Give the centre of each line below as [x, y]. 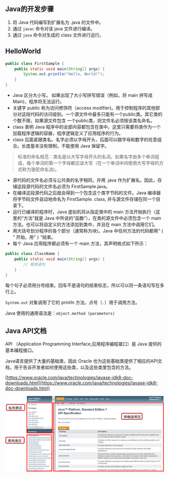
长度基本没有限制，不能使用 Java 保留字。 [65, 146]
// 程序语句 [34, 264]
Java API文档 [26, 331]
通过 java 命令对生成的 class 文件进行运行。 [58, 35]
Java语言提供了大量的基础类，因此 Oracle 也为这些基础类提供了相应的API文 [84, 361]
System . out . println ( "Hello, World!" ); [64, 74]
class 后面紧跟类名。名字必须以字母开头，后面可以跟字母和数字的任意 [85, 139]
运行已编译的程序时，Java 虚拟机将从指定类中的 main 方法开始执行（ [84, 212]
